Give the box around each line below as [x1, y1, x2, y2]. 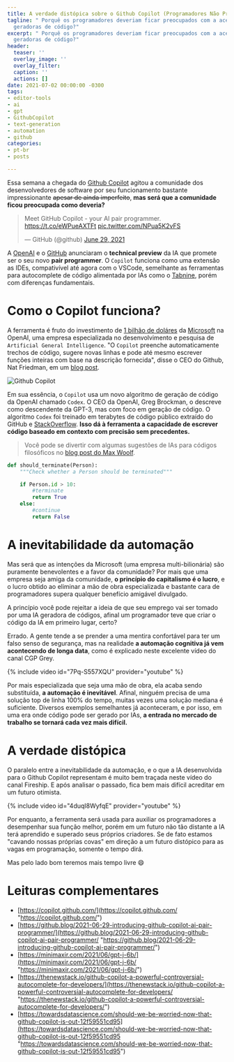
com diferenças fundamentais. [7, 278, 95, 286]
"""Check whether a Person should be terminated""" [19, 468, 173, 475]
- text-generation [7, 120, 61, 128]
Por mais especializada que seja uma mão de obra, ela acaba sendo [7, 681, 203, 689]
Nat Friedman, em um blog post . [7, 363, 100, 371]
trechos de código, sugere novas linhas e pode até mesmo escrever [7, 348, 203, 356]
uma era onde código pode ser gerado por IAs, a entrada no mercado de [7, 711, 217, 719]
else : [19, 500, 36, 507]
